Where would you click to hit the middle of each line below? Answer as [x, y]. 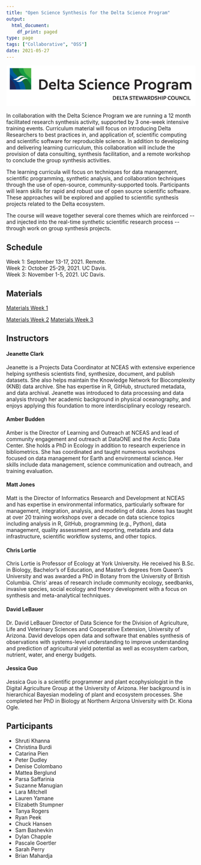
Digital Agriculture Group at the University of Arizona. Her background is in [98, 688]
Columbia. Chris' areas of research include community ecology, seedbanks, [100, 582]
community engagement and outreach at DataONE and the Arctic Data [93, 439]
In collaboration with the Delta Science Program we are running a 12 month [99, 116]
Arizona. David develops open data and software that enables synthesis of [98, 635]
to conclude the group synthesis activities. [58, 160]
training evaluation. [30, 471]
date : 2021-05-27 [28, 51]
